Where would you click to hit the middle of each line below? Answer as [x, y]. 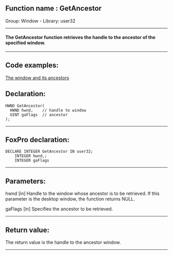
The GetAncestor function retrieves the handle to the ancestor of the [81, 38]
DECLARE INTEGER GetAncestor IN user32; [49, 152]
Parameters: [25, 181]
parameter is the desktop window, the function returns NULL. [70, 199]
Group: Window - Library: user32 [40, 21]
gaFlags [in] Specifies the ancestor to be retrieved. [59, 209]
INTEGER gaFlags [32, 161]
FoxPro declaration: [37, 140]
